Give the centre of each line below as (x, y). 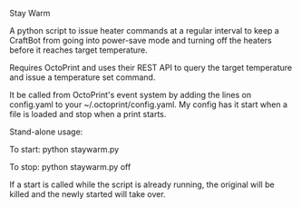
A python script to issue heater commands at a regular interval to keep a (144, 30)
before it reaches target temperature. (78, 50)
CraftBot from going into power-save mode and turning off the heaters (141, 40)
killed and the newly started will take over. (87, 194)
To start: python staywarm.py (64, 149)
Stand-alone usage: (46, 132)
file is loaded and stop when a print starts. (88, 114)
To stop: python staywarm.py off (70, 167)
